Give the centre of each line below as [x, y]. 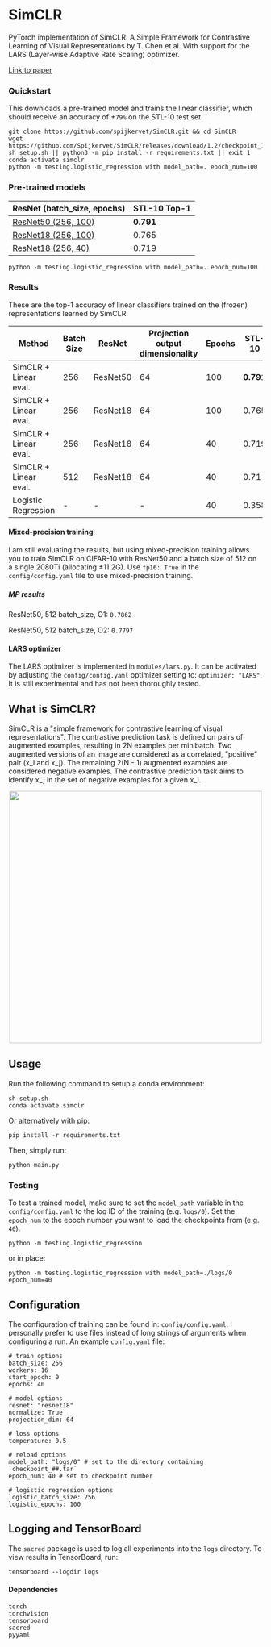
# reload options [38, 1455]
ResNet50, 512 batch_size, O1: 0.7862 [70, 614]
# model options [35, 1398]
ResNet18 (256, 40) [51, 248]
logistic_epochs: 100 [45, 1504]
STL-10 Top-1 [162, 208]
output [169, 343]
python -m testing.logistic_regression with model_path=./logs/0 [120, 1273]
